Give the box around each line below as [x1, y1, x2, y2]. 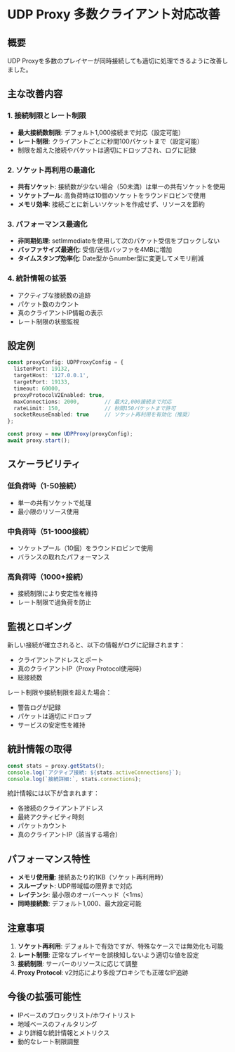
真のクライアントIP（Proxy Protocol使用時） [17, 664, 146, 673]
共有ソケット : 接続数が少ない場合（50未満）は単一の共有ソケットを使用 [17, 182, 226, 191]
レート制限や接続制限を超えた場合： [7, 687, 112, 697]
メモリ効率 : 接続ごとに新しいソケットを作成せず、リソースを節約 [17, 200, 206, 208]
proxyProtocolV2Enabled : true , [13, 391, 105, 398]
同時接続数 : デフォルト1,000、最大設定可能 [17, 899, 142, 908]
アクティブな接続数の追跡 [17, 291, 91, 299]
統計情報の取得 [7, 743, 72, 755]
